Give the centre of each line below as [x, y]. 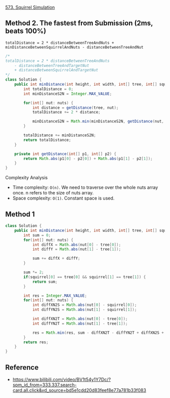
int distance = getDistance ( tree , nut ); [75, 108]
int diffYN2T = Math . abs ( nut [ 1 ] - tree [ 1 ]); [80, 324]
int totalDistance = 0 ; [48, 89]
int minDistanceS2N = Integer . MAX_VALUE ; [68, 94]
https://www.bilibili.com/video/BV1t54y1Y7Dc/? [62, 379]
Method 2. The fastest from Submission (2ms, [79, 23]
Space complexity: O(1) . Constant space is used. [63, 198]
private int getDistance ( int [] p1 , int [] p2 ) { [65, 154]
